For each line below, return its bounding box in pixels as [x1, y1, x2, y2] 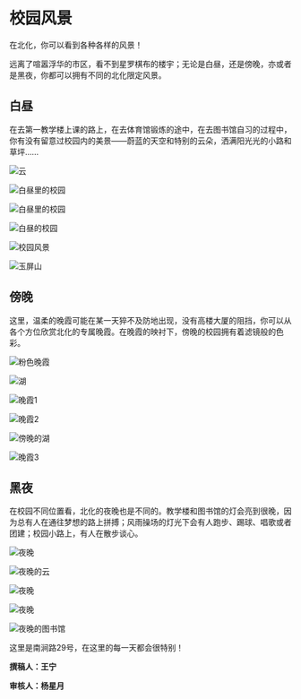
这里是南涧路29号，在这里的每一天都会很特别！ [9, 643, 185, 653]
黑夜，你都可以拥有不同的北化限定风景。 [16, 69, 167, 81]
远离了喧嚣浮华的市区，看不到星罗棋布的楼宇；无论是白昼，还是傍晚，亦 [9, 58, 276, 69]
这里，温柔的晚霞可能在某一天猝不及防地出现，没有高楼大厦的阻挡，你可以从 [9, 315, 292, 325]
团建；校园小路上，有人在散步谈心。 [9, 528, 143, 539]
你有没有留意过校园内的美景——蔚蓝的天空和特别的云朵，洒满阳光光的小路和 [9, 135, 292, 146]
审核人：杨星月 [9, 680, 64, 691]
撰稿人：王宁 [9, 661, 56, 672]
